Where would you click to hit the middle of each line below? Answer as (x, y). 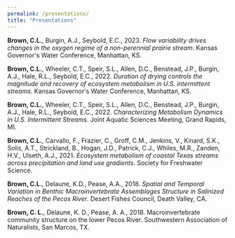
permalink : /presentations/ (48, 14)
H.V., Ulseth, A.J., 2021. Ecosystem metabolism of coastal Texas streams (113, 155)
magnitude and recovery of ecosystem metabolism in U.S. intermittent (109, 83)
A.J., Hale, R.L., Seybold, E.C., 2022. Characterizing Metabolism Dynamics (115, 112)
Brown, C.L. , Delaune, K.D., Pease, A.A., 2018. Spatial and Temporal (106, 183)
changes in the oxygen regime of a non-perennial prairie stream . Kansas (112, 48)
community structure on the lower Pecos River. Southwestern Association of (117, 219)
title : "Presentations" (42, 20)
